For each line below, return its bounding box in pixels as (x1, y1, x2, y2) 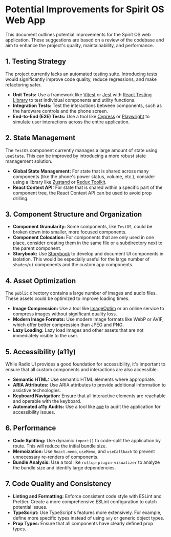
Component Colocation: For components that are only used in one (12, 234, 155, 241)
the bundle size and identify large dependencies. (12, 464, 116, 470)
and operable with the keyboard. (12, 398, 82, 404)
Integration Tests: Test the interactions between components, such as (12, 102, 162, 109)
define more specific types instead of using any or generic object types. (12, 514, 165, 521)
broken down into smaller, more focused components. (12, 229, 127, 235)
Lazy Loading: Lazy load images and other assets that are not (12, 327, 144, 333)
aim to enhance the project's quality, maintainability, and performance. (5, 42, 155, 48)
